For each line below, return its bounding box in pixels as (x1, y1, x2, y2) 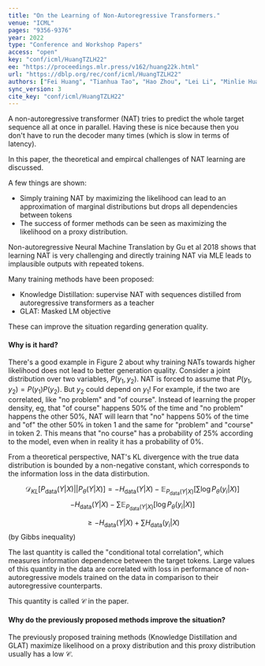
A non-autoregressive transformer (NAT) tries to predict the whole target (8, 114, 244, 123)
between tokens (19, 210, 73, 220)
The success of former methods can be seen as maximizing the (19, 219, 227, 228)
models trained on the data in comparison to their (58, 573, 219, 582)
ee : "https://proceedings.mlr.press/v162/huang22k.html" (8, 63, 200, 71)
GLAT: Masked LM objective (19, 307, 111, 316)
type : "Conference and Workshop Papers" (8, 41, 144, 49)
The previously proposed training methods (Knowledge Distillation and (8, 633, 237, 642)
